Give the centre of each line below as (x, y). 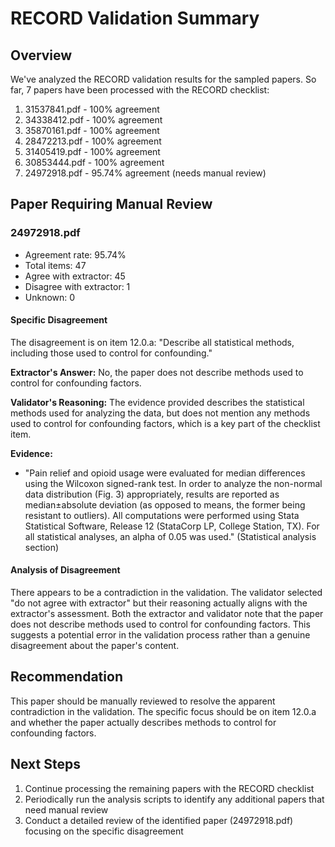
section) (42, 547)
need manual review (66, 809)
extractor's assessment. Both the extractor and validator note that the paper (167, 614)
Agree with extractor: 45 (75, 276)
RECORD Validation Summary (135, 18)
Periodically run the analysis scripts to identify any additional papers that (174, 799)
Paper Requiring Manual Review (111, 204)
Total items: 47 (55, 265)
